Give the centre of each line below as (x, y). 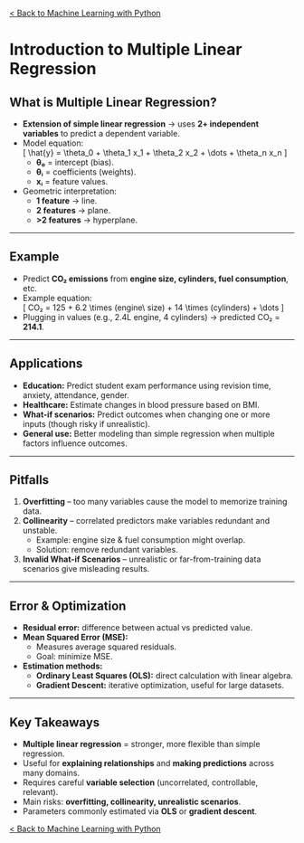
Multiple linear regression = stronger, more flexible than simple (141, 744)
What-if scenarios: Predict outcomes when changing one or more (146, 414)
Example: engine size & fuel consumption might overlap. (141, 540)
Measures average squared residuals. (106, 647)
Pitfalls (29, 480)
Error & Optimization (68, 606)
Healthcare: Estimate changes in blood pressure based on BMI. (141, 404)
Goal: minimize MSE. (74, 657)
